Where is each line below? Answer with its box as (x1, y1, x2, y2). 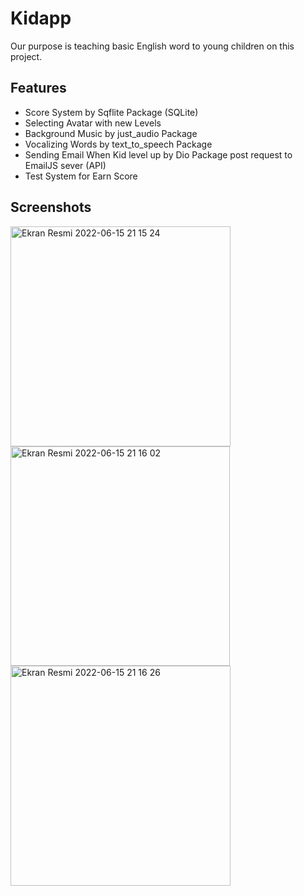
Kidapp (10, 7, 72, 30)
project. (10, 50, 43, 62)
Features (10, 80, 67, 97)
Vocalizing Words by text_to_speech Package (24, 138, 213, 150)
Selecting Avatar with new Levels (24, 117, 162, 129)
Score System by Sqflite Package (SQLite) (24, 106, 199, 118)
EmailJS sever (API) (24, 159, 107, 171)
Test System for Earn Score (24, 170, 138, 182)
